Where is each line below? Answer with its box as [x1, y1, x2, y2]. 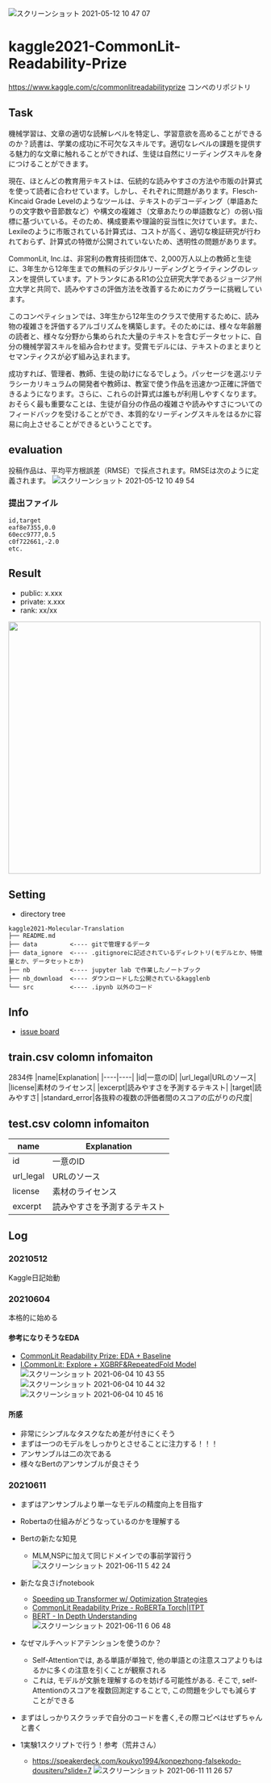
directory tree [19, 909, 66, 919]
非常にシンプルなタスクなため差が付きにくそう [19, 1429, 176, 1438]
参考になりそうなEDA [8, 1333, 80, 1342]
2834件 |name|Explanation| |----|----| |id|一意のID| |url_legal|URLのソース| [8, 1073, 256, 1082]
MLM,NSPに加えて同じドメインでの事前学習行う [31, 1551, 193, 1560]
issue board [19, 1027, 60, 1036]
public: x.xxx [19, 588, 63, 597]
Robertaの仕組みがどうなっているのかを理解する [19, 1516, 181, 1526]
